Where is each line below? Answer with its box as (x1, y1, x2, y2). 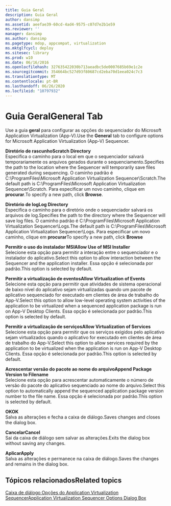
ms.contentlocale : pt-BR (5, 79, 58, 84)
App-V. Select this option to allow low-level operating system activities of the (5, 297, 166, 303)
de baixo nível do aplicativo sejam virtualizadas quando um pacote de (5, 287, 152, 293)
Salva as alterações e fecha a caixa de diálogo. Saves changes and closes (5, 414, 160, 420)
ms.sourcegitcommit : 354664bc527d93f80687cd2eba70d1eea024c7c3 (5, 70, 143, 75)
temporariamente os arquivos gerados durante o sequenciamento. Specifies (5, 159, 164, 165)
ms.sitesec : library (5, 50, 50, 55)
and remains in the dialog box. (5, 461, 69, 467)
